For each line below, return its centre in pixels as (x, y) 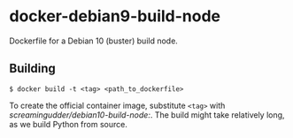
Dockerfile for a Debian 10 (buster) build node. (94, 41)
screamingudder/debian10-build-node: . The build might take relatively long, (147, 115)
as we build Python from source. (69, 124)
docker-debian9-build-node (115, 16)
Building (32, 69)
